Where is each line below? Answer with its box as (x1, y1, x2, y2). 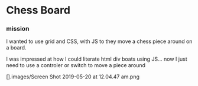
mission (6, 25, 30, 33)
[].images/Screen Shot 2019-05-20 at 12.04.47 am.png (6, 73, 140, 80)
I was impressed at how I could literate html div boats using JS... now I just (6, 55, 187, 62)
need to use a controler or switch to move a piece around (6, 62, 146, 69)
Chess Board (6, 4, 71, 17)
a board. (6, 44, 27, 51)
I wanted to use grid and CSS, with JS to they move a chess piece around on (6, 38, 193, 45)
